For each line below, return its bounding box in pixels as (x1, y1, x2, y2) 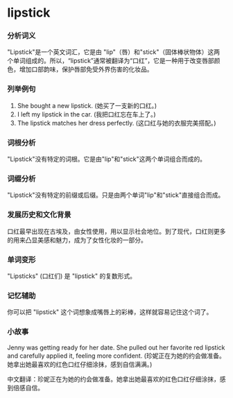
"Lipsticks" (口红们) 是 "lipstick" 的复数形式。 (7, 272, 137, 280)
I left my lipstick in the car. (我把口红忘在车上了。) (17, 110, 156, 119)
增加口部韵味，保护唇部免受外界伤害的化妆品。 (19, 65, 153, 73)
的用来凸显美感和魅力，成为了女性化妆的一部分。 (7, 236, 147, 244)
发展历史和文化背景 (7, 210, 71, 220)
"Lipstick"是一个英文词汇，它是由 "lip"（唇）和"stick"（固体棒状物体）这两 (7, 48, 221, 56)
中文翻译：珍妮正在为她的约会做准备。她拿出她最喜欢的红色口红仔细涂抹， (7, 374, 220, 383)
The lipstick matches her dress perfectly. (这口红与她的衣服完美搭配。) (17, 119, 216, 127)
